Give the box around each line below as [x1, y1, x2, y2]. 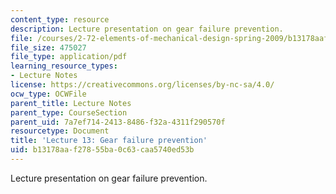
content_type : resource [10, 14, 110, 25]
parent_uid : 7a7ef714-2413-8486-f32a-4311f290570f [10, 117, 226, 127]
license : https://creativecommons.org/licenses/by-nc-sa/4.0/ [10, 80, 275, 90]
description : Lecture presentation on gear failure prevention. [10, 24, 284, 34]
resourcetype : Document [10, 126, 110, 136]
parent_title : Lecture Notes [10, 98, 132, 108]
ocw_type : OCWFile [10, 89, 87, 99]
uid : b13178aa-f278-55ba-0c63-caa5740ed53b [10, 145, 195, 155]
